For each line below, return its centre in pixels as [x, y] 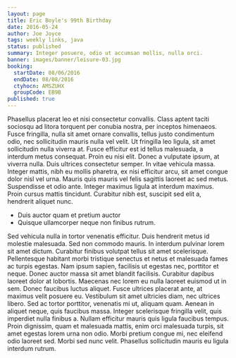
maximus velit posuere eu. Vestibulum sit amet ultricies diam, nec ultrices [114, 296]
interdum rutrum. [32, 348]
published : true [31, 99]
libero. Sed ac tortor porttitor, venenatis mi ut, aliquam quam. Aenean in [111, 303]
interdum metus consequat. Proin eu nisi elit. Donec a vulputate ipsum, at [113, 156]
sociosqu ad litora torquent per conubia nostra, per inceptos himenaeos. [112, 126]
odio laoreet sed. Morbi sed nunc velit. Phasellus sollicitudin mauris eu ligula [118, 341]
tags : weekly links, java [45, 40]
